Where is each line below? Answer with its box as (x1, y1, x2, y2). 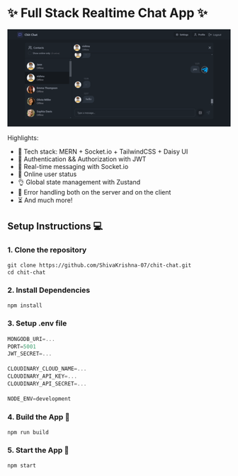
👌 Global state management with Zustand (17, 178, 140, 187)
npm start (7, 462, 37, 470)
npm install (7, 302, 42, 309)
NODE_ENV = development (7, 395, 72, 402)
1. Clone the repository (7, 245, 87, 255)
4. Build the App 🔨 (7, 412, 70, 422)
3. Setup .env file (7, 318, 67, 328)
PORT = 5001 (7, 343, 37, 350)
